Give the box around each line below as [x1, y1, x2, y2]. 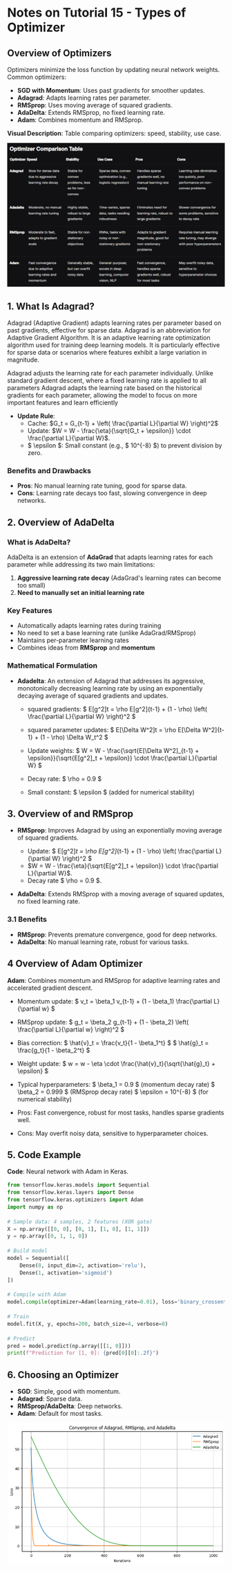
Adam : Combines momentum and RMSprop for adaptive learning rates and [7, 976, 220, 984]
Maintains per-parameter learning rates [17, 636, 129, 645]
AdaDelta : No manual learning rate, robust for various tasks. [17, 937, 189, 946]
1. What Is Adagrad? [7, 300, 95, 312]
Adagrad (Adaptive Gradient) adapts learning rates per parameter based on [7, 319, 222, 327]
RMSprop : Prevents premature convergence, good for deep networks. [17, 930, 217, 939]
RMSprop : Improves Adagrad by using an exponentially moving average [17, 826, 222, 835]
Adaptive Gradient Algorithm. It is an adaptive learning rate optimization [7, 334, 211, 342]
